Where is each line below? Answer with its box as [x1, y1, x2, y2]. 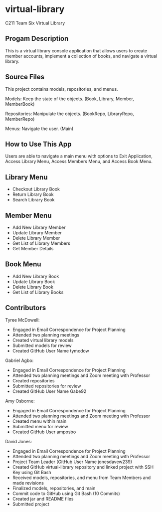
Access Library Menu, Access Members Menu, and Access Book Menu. [5, 159, 153, 165]
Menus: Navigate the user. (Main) [5, 126, 74, 132]
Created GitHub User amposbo [12, 429, 76, 435]
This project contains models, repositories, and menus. [5, 86, 118, 92]
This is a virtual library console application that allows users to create [5, 47, 148, 53]
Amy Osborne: [5, 398, 35, 404]
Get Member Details [12, 246, 54, 251]
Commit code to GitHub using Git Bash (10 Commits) [12, 490, 121, 497]
